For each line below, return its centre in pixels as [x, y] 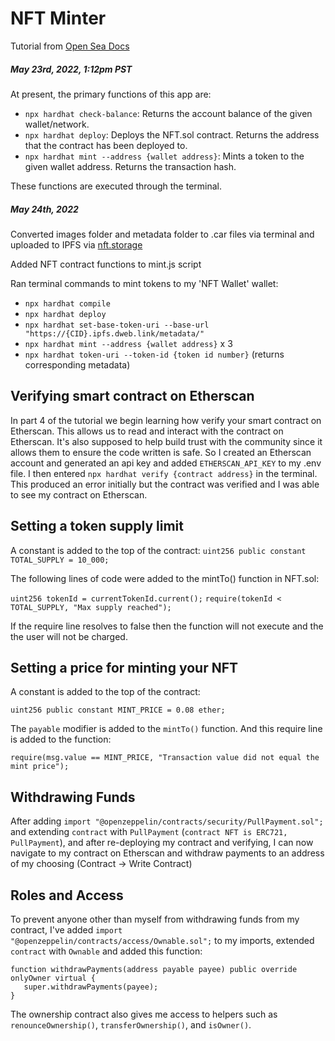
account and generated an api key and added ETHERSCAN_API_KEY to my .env [166, 463]
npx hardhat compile [67, 303]
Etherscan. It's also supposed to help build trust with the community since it [166, 441]
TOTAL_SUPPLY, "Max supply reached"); [91, 607]
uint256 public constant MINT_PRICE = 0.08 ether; [118, 710]
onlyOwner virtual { [53, 978]
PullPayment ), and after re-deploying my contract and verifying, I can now [162, 843]
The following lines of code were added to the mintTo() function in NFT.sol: [165, 578]
